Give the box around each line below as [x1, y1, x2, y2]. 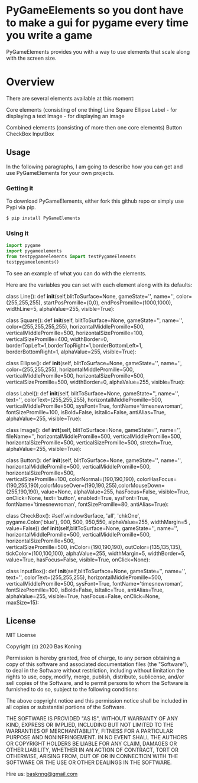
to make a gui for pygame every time [6, 16, 189, 30]
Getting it [6, 184, 34, 192]
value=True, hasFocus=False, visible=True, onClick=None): [6, 556, 150, 563]
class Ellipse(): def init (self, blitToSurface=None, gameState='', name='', [6, 359, 182, 366]
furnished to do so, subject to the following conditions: [6, 686, 139, 693]
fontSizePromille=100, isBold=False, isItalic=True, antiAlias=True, [6, 586, 164, 593]
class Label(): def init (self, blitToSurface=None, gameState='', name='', [6, 389, 180, 397]
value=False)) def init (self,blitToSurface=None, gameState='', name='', [6, 524, 178, 532]
